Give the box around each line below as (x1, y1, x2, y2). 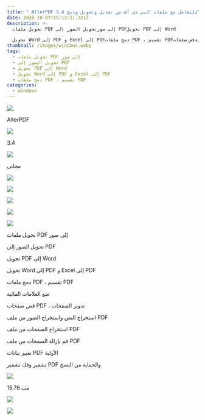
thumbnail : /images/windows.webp (7, 43, 92, 49)
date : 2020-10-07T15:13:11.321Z (7, 15, 89, 21)
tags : (7, 48, 21, 55)
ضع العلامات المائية (7, 290, 50, 297)
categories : (7, 82, 37, 88)
